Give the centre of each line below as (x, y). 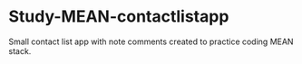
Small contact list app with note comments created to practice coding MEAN (151, 41)
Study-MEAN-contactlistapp (119, 17)
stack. (20, 50)
